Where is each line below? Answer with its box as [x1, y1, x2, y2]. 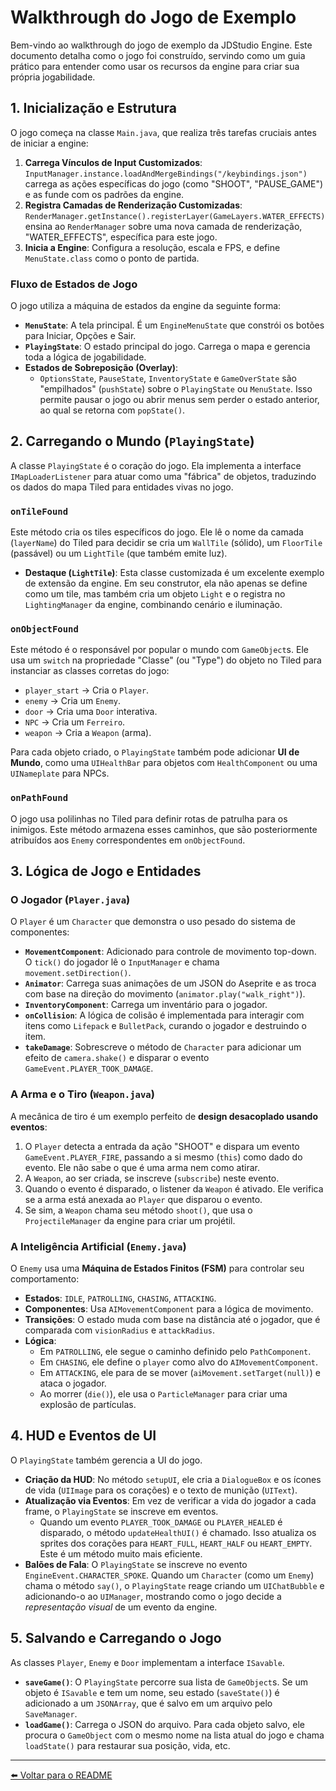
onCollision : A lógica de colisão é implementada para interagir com [24, 1009, 305, 1021]
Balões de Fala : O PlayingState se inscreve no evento [24, 1558, 248, 1570]
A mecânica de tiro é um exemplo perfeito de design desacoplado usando [10, 1110, 319, 1122]
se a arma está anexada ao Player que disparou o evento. [24, 1193, 263, 1205]
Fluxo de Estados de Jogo [10, 277, 138, 291]
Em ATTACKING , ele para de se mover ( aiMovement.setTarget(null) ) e [39, 1367, 321, 1379]
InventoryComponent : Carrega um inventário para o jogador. [24, 999, 268, 1011]
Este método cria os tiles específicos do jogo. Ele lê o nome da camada [10, 526, 304, 538]
